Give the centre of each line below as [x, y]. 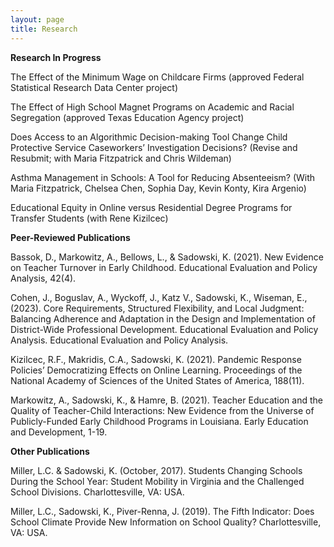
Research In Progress [56, 57]
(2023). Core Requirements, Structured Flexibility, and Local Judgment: [157, 308]
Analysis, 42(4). [43, 278]
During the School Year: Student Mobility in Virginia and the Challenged [157, 481]
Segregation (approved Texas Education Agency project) [127, 117]
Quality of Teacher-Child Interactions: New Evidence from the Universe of [162, 410]
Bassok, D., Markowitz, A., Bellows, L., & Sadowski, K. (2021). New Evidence [167, 257]
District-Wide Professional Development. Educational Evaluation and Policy [164, 329]
